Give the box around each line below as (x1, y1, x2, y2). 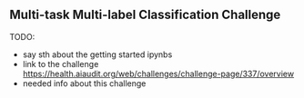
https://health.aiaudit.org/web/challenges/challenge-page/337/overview (22, 68, 294, 79)
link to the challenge (22, 58, 99, 69)
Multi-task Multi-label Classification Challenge (9, 7, 281, 23)
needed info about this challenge (22, 77, 147, 89)
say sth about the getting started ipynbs (22, 49, 173, 60)
